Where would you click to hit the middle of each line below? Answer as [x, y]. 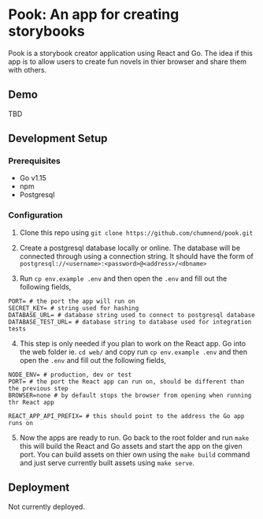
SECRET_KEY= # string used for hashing [74, 308]
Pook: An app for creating [94, 15]
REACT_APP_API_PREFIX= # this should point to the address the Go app [126, 416]
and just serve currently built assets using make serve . [107, 462]
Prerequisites [34, 161]
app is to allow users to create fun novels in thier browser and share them [127, 62]
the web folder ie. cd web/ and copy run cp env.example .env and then [133, 352]
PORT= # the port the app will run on [72, 301]
